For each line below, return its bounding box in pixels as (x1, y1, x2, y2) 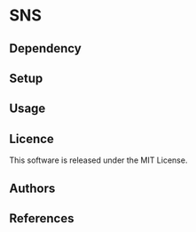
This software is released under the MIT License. (9, 155, 188, 165)
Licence (9, 131, 55, 147)
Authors (9, 180, 56, 196)
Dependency (9, 41, 82, 56)
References (9, 211, 74, 226)
